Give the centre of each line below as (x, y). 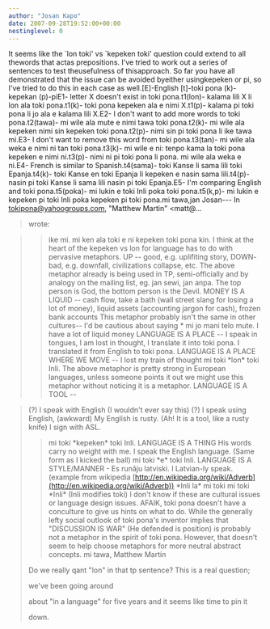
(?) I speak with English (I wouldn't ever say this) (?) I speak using (137, 410)
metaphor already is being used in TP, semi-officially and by (148, 274)
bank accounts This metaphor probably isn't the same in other (152, 317)
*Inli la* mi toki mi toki (213, 486)
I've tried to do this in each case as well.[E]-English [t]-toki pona (115, 88)
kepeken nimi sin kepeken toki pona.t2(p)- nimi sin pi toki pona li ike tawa (130, 131)
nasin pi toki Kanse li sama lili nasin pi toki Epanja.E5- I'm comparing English (135, 183)
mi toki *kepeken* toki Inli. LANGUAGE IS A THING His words (150, 443)
